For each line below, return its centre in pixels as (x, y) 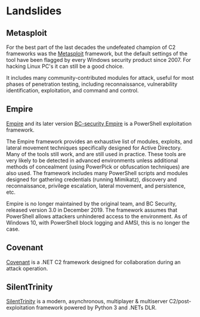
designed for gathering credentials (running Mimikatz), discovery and (92, 179)
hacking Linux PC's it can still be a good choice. (65, 66)
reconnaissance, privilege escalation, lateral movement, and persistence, (96, 185)
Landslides (34, 11)
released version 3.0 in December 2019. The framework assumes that (92, 210)
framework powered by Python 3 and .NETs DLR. (96, 307)
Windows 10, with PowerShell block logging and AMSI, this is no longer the (98, 222)
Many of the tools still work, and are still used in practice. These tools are (96, 154)
